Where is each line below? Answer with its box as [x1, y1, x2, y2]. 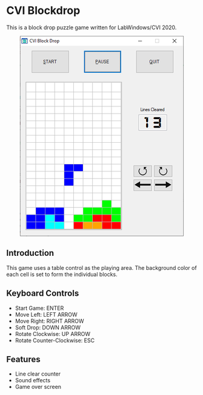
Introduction [6, 248, 55, 258]
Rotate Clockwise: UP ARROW [15, 330, 91, 337]
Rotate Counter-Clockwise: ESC [15, 337, 95, 344]
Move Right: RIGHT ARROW [15, 317, 84, 325]
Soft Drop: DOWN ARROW [15, 323, 81, 331]
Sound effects [15, 377, 50, 384]
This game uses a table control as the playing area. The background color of [6, 264, 197, 271]
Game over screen [15, 383, 62, 391]
